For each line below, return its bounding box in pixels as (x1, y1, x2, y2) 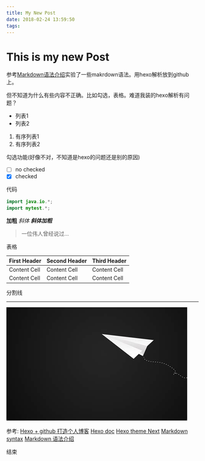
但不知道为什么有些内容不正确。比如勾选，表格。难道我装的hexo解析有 (6, 92, 184, 99)
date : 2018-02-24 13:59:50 (6, 16, 75, 23)
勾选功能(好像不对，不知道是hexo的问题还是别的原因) (6, 154, 140, 161)
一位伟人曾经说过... (21, 230, 69, 238)
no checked (15, 166, 45, 173)
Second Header (46, 257, 87, 264)
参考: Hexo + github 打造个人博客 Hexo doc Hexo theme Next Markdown (6, 427, 188, 435)
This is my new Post (6, 50, 110, 64)
